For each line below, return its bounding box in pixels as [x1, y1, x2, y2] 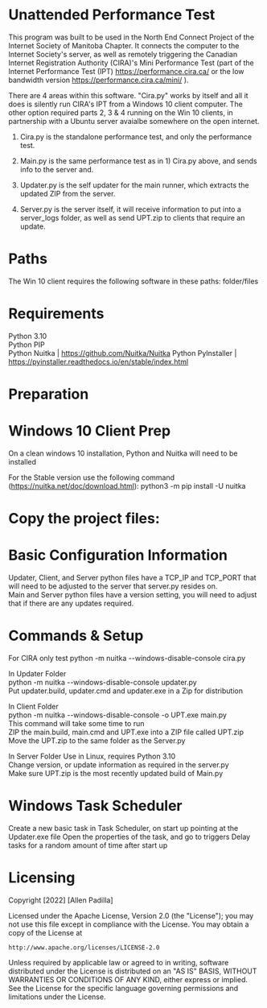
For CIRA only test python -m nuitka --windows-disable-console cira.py [8, 654, 246, 663]
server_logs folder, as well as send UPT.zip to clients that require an [19, 213, 245, 222]
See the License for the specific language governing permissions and [8, 983, 239, 993]
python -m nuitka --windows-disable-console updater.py [8, 678, 197, 687]
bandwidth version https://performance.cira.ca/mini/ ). [8, 75, 189, 85]
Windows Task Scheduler [8, 797, 183, 815]
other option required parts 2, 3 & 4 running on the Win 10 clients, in [8, 107, 233, 118]
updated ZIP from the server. [19, 188, 116, 198]
